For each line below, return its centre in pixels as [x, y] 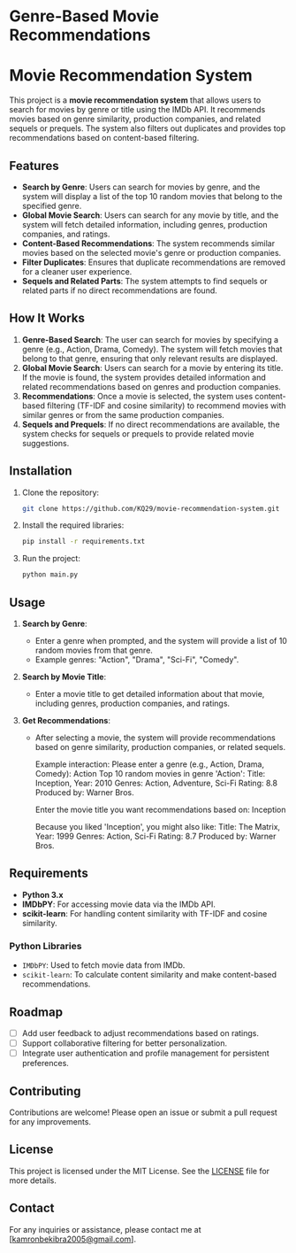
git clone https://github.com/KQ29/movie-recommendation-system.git [151, 508]
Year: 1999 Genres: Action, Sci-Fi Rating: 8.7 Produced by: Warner [156, 836]
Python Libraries [46, 946]
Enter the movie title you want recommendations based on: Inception [160, 809]
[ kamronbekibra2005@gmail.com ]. [73, 1239]
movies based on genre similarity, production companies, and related [135, 119]
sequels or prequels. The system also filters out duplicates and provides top [148, 128]
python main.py [50, 575]
